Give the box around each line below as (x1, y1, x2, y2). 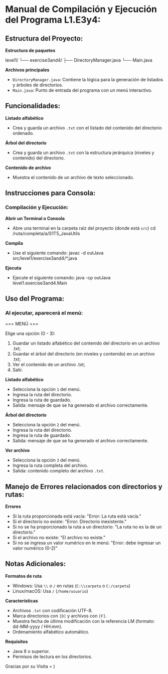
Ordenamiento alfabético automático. (12, 628, 89, 635)
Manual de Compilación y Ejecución (5, 4, 157, 15)
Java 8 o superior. (12, 648, 50, 654)
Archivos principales (5, 67, 50, 73)
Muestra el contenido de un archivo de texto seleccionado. (12, 174, 134, 180)
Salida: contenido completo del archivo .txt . (12, 468, 105, 474)
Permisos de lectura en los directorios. (12, 653, 93, 659)
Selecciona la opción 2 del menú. (12, 422, 81, 428)
